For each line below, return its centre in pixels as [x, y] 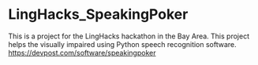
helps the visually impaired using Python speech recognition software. [122, 44]
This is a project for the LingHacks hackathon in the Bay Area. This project [129, 36]
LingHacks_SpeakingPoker [98, 14]
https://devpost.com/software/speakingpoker [82, 52]
